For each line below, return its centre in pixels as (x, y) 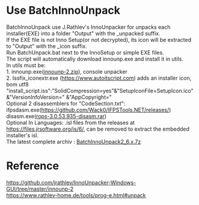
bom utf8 (17, 84)
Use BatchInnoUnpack (63, 10)
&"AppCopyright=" (89, 97)
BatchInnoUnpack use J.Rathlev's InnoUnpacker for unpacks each (88, 27)
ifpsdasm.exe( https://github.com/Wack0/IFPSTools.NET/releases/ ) (89, 110)
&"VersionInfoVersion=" (35, 97)
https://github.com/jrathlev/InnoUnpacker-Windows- (71, 182)
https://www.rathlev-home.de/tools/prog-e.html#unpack (76, 195)
